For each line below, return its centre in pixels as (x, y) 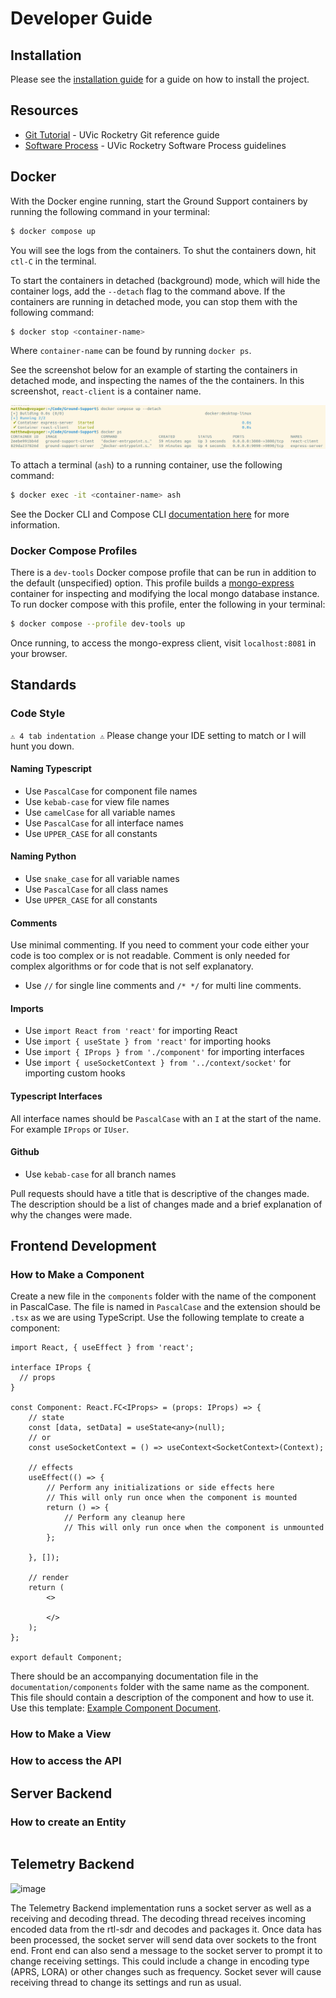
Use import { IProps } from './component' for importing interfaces (164, 1052)
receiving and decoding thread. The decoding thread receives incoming (158, 1918)
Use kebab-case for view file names (97, 801)
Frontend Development (83, 1246)
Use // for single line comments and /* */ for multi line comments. (163, 986)
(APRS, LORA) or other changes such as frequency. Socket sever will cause (166, 1971)
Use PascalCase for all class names (96, 889)
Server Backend (61, 1793)
